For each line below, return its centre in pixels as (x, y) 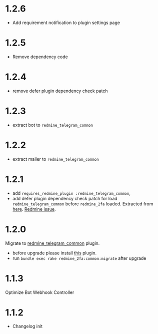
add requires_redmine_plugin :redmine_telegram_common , (71, 193)
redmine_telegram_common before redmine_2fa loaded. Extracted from (83, 204)
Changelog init (27, 326)
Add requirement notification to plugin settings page (66, 23)
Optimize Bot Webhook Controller (40, 292)
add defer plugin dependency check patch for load (65, 198)
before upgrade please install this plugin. (54, 253)
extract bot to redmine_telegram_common (53, 125)
